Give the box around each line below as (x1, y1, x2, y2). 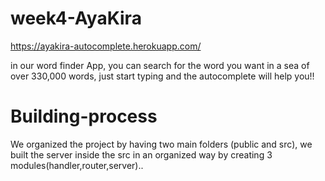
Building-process (10, 105, 158, 128)
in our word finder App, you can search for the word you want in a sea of (10, 59, 310, 71)
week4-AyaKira (10, 7, 142, 30)
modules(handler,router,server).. (10, 159, 144, 171)
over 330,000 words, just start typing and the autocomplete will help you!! (10, 70, 315, 82)
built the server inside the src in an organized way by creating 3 (10, 148, 273, 161)
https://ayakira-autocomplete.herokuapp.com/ (10, 40, 202, 52)
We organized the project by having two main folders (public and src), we (10, 138, 313, 150)
